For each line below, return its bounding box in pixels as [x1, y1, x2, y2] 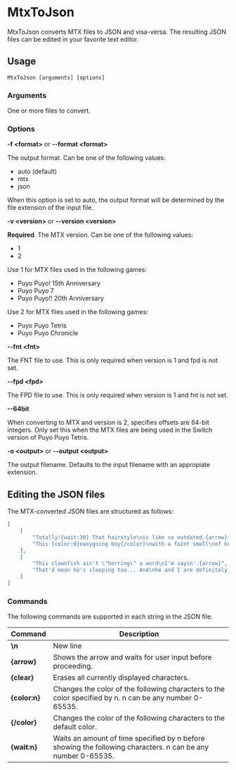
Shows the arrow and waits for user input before [53, 652, 212, 662]
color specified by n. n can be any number [53, 693, 192, 703]
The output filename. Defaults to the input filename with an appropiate [7, 461, 211, 469]
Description [119, 629, 159, 639]
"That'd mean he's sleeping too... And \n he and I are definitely [32, 566, 228, 574]
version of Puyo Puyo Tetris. [7, 433, 89, 442]
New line [53, 641, 82, 651]
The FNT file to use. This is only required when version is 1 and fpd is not [7, 356, 218, 365]
